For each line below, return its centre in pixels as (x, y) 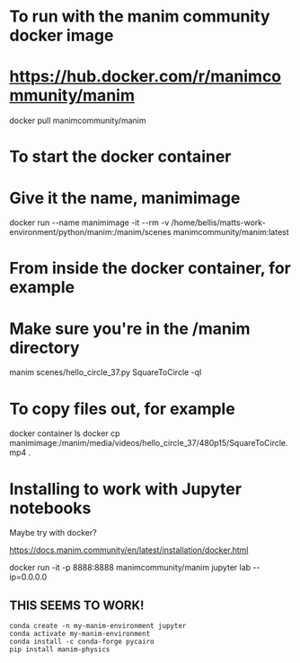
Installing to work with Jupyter (126, 489)
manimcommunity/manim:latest (231, 232)
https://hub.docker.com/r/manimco (146, 77)
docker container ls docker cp (65, 433)
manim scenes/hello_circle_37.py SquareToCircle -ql (106, 372)
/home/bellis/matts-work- (219, 222)
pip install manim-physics (60, 650)
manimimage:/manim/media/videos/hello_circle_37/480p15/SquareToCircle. (149, 443)
